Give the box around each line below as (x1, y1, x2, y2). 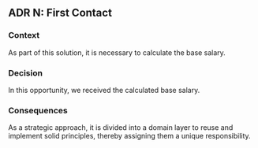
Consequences (8, 105, 69, 116)
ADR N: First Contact (8, 6, 113, 20)
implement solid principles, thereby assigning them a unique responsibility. (8, 131, 251, 141)
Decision (8, 67, 43, 78)
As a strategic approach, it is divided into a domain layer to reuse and (8, 123, 234, 132)
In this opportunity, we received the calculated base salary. (8, 85, 200, 94)
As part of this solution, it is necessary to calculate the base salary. (8, 47, 226, 57)
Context (8, 30, 40, 41)
